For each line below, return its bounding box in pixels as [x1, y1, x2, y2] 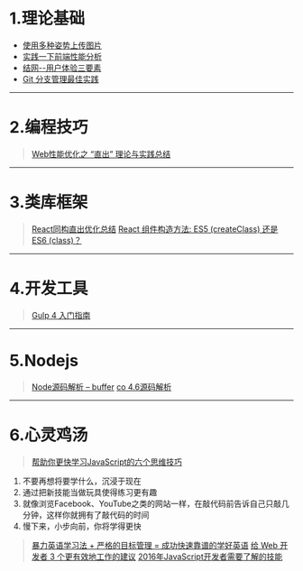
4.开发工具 [9, 279, 88, 299]
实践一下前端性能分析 [22, 51, 102, 61]
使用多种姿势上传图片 [22, 40, 102, 51]
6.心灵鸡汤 [9, 425, 88, 445]
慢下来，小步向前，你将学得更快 [22, 520, 142, 531]
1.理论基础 [9, 8, 86, 29]
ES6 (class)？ [31, 235, 82, 245]
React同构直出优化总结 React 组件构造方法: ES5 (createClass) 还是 [31, 223, 279, 235]
